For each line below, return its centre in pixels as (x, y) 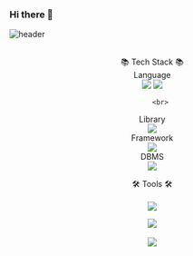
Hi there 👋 (32, 15)
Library (152, 119)
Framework (152, 138)
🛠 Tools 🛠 (152, 184)
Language (152, 75)
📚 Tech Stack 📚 (152, 62)
